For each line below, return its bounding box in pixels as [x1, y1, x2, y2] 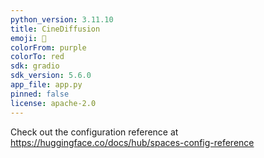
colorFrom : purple [10, 42, 87, 53]
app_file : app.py [10, 80, 83, 90]
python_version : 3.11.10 [10, 14, 114, 25]
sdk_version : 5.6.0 [10, 71, 92, 81]
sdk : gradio [10, 61, 60, 71]
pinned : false [10, 89, 70, 99]
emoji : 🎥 [10, 33, 47, 43]
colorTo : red [10, 52, 65, 62]
